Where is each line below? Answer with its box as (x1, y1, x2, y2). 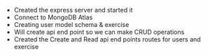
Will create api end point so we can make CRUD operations (13, 28, 185, 36)
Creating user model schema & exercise (13, 21, 130, 28)
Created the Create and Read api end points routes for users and (13, 35, 201, 44)
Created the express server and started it (13, 6, 133, 14)
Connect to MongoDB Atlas (13, 13, 93, 21)
